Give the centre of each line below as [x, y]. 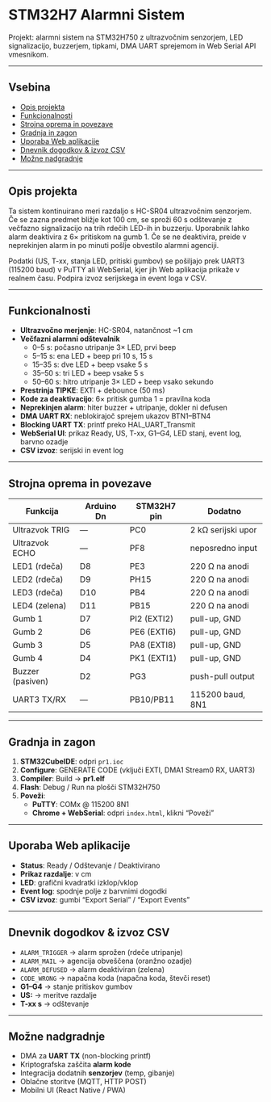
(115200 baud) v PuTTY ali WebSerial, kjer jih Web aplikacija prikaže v [124, 269]
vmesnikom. [29, 54]
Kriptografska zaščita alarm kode [75, 1065]
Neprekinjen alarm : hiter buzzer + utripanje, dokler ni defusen [123, 408]
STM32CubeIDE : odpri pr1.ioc [72, 761]
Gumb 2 [27, 632]
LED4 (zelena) [40, 606]
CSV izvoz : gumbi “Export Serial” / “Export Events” [105, 899]
